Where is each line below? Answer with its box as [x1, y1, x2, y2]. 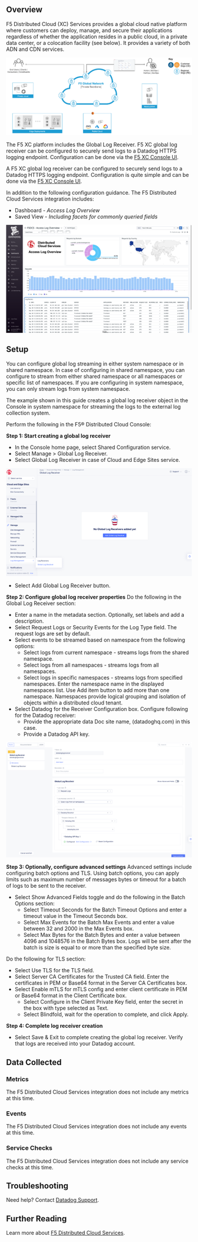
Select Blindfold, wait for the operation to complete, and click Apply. [23, 1011, 189, 1018]
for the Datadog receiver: [14, 711, 76, 719]
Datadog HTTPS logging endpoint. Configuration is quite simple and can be [6, 172, 189, 179]
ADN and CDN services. [6, 46, 65, 53]
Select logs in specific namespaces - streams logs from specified [23, 674, 183, 681]
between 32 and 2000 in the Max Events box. [23, 925, 134, 932]
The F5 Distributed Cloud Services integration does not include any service [6, 1157, 189, 1165]
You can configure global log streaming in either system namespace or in [6, 360, 184, 367]
